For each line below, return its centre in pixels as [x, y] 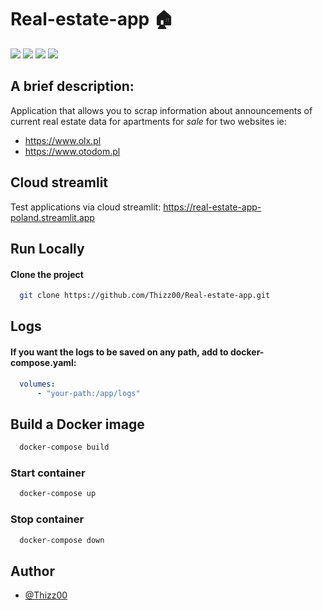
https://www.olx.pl [63, 140]
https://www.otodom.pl [72, 151]
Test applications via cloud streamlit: [86, 207]
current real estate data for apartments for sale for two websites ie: [148, 121]
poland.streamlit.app [52, 217]
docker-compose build [64, 447]
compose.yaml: [43, 363]
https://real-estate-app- [212, 207]
